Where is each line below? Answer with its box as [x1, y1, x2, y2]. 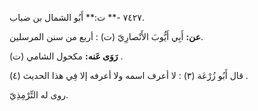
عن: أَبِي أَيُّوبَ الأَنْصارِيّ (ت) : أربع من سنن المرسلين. [9, 31, 204, 42]
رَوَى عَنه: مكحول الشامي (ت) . [9, 50, 124, 62]
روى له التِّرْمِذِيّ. [9, 89, 69, 101]
